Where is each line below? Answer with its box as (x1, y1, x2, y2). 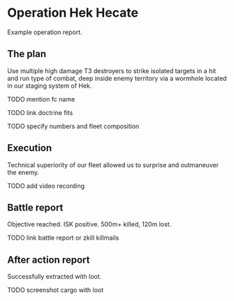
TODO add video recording (7, 181, 85, 190)
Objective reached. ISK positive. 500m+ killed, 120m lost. (7, 220, 172, 229)
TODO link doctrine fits (7, 108, 73, 116)
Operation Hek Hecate (7, 5, 138, 21)
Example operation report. (7, 28, 82, 36)
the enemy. (7, 168, 40, 176)
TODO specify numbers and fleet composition (7, 122, 140, 130)
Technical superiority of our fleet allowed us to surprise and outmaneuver (7, 160, 219, 169)
